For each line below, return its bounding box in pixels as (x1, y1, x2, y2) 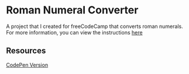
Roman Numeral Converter (6, 3, 139, 17)
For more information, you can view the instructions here (6, 29, 143, 36)
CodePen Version (6, 61, 49, 68)
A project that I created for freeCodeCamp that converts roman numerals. (6, 23, 183, 30)
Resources (6, 46, 46, 56)
